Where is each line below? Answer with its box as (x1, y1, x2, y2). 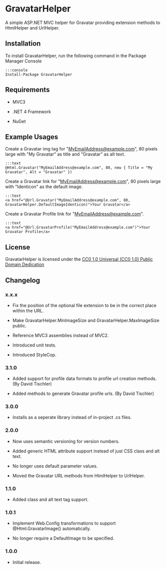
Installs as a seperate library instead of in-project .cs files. (12, 414, 132, 420)
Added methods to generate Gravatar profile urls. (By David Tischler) (12, 390, 155, 396)
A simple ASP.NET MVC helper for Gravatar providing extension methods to (5, 19, 161, 25)
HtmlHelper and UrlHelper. (5, 24, 60, 30)
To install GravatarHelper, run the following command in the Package (5, 52, 147, 58)
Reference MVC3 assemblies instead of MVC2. (12, 332, 109, 338)
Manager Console (5, 58, 42, 64)
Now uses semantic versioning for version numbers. (12, 438, 120, 444)
